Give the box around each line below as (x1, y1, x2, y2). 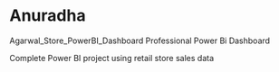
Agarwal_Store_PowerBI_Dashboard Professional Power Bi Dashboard (9, 35, 270, 46)
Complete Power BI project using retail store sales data (9, 52, 215, 63)
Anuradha (9, 5, 86, 26)
